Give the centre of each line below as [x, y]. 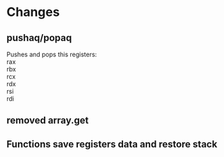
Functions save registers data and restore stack [112, 144]
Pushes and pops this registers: [52, 54]
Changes [33, 12]
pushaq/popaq [39, 38]
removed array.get [48, 121]
